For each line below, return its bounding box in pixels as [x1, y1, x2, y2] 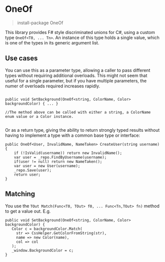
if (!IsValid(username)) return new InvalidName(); [14, 150, 122, 155]
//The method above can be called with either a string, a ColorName [5, 110, 151, 114]
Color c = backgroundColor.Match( [11, 226, 83, 231]
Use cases [5, 54, 38, 63]
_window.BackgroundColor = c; [11, 248, 74, 253]
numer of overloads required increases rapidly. [5, 83, 100, 89]
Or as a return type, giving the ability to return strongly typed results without [5, 127, 160, 133]
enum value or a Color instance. [5, 114, 74, 119]
